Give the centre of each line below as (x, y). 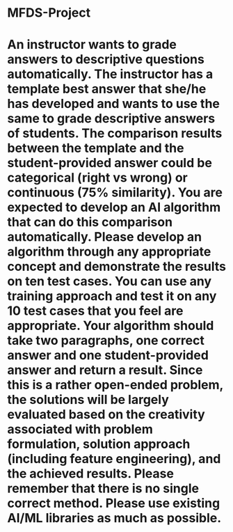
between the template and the (96, 148)
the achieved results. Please (90, 474)
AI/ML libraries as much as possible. (114, 518)
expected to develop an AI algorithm (114, 208)
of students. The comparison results (115, 133)
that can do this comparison (90, 222)
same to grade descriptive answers (111, 119)
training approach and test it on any (112, 296)
